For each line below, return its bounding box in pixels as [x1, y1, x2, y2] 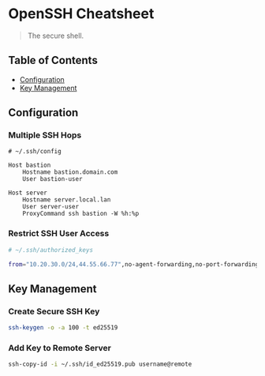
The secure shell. [27, 31, 84, 40]
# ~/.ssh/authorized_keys [8, 246, 93, 254]
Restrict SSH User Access [8, 228, 110, 239]
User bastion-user [22, 175, 83, 183]
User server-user [22, 203, 80, 211]
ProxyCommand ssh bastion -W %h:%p [22, 210, 140, 218]
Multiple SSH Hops [8, 130, 82, 141]
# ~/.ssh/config [8, 148, 62, 156]
